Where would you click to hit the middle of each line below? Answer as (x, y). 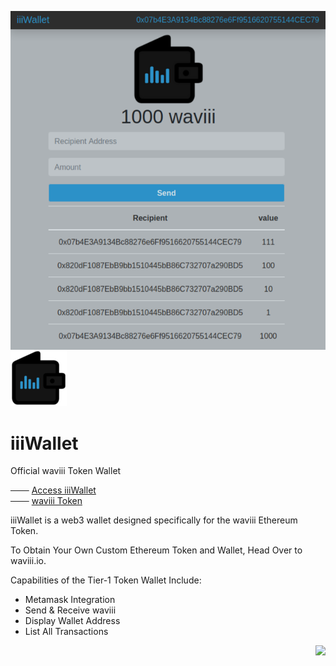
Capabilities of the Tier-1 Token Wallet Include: (106, 580)
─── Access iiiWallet (53, 490)
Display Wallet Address (72, 621)
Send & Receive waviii (70, 610)
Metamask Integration (70, 600)
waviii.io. (28, 561)
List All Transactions (66, 632)
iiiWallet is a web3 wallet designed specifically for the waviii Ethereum (154, 520)
